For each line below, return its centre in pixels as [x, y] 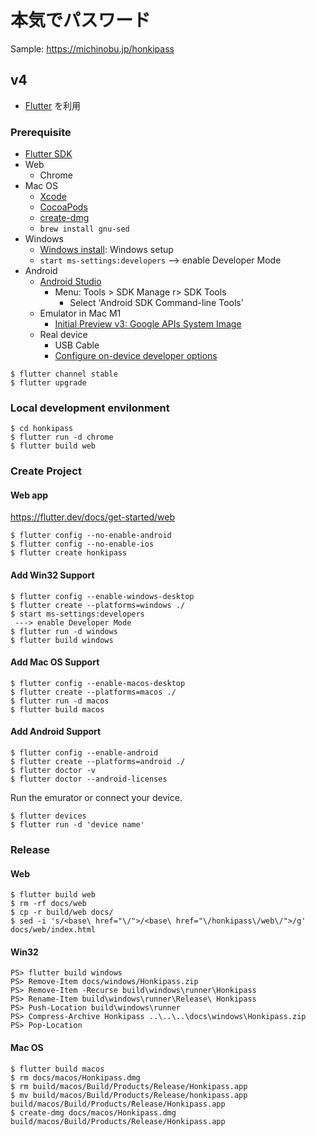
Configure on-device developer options [136, 356]
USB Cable [77, 345]
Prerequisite [41, 132]
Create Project [46, 471]
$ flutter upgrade [48, 383]
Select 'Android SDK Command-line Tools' [156, 303]
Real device [63, 335]
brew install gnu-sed [84, 229]
